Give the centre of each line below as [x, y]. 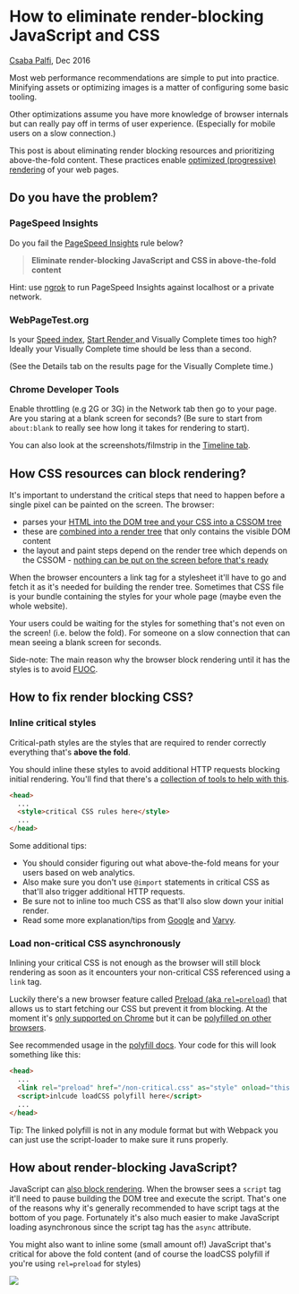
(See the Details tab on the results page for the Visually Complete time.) [141, 366]
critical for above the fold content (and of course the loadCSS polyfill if [140, 1254]
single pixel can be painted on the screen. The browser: [112, 505]
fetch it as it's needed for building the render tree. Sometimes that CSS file [147, 587]
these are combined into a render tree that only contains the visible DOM [156, 531]
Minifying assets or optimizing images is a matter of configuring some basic [149, 87]
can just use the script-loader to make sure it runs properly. [119, 1139]
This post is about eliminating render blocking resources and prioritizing [142, 151]
